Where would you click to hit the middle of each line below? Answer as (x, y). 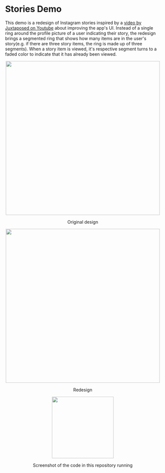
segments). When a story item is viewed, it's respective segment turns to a (81, 49)
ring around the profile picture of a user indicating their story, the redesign (81, 33)
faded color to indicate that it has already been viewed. (61, 54)
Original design (83, 222)
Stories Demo (33, 9)
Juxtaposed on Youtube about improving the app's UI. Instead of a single (79, 28)
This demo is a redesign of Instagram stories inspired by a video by (73, 23)
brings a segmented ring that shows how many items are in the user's (76, 38)
